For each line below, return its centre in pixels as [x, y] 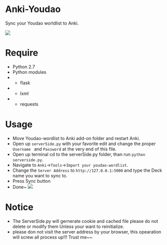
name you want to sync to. [40, 175]
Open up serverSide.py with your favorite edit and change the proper [84, 144]
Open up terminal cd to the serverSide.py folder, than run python [79, 154]
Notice [19, 207]
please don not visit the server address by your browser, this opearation [87, 231]
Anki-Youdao [33, 9]
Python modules [29, 72]
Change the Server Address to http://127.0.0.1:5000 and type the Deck [87, 170]
